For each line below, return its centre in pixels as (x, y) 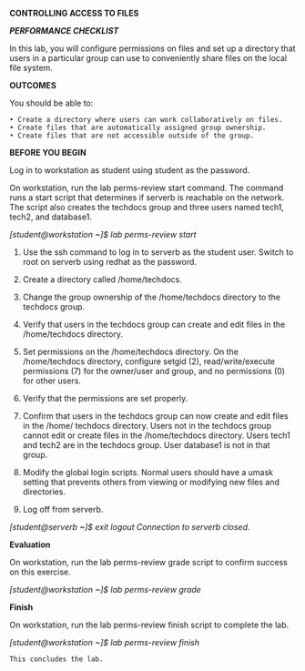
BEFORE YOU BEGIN (48, 152)
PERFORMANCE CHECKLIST (64, 30)
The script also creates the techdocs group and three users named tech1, (147, 207)
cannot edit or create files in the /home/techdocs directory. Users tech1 (156, 435)
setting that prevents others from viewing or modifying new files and (151, 482)
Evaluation (30, 544)
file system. (31, 68)
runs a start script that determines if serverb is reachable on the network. (147, 198)
